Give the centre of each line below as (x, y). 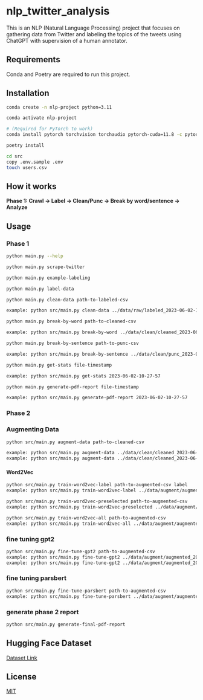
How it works (31, 186)
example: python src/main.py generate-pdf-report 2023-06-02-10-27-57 (97, 398)
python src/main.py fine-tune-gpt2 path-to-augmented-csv (81, 551)
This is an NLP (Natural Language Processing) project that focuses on (93, 28)
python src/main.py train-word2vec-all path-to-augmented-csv (86, 518)
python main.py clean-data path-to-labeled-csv (67, 300)
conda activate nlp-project (42, 118)
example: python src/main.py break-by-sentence (67, 354)
